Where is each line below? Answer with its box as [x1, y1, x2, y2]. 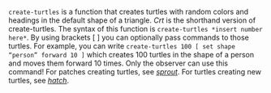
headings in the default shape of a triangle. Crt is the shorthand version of [8, 15, 256, 25]
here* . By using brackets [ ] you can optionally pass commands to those [8, 32, 250, 42]
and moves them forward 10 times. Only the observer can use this [8, 58, 229, 68]
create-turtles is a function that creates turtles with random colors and [8, 7, 249, 16]
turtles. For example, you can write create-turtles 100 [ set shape [8, 41, 235, 51]
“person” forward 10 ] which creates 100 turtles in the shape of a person [8, 50, 254, 59]
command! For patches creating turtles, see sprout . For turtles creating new [8, 67, 262, 76]
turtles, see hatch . [8, 76, 70, 85]
